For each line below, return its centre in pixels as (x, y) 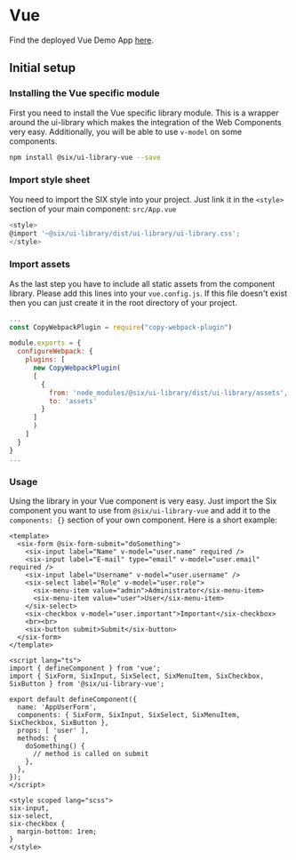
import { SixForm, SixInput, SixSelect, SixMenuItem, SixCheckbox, (137, 676)
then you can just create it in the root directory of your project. (124, 302)
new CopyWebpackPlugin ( (77, 368)
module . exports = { (45, 343)
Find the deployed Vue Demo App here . (81, 40)
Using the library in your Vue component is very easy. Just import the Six (143, 501)
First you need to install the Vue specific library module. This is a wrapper (144, 113)
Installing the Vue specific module (84, 93)
